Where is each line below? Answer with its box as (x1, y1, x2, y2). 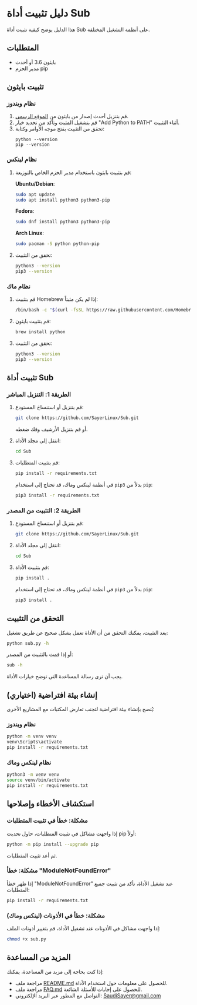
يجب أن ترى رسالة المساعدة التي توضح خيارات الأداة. (6, 673, 123, 680)
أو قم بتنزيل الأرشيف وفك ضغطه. (15, 426, 88, 433)
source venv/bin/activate (6, 777, 70, 783)
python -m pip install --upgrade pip (6, 841, 99, 847)
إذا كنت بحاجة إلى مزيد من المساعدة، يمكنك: (6, 968, 104, 975)
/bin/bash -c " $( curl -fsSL (15, 307, 84, 313)
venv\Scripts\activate (6, 739, 62, 745)
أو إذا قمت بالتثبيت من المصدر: (6, 651, 73, 658)
